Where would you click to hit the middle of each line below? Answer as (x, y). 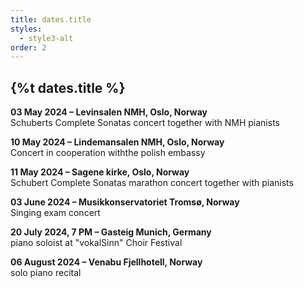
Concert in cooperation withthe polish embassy (108, 153)
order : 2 (28, 47)
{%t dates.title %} (68, 87)
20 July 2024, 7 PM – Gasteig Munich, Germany (111, 232)
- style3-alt (46, 38)
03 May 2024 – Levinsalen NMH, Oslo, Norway (109, 112)
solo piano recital (46, 273)
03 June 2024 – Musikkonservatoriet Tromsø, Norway (125, 202)
